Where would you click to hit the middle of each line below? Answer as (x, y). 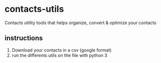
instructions (24, 38)
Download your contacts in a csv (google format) (61, 50)
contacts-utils (34, 9)
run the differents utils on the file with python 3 (60, 55)
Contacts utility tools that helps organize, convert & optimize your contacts (80, 23)
